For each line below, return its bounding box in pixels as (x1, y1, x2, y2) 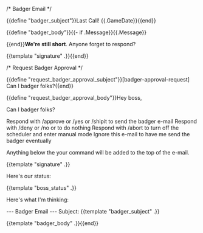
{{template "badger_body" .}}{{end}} (6, 220, 99, 227)
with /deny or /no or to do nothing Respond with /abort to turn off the (6, 124, 179, 131)
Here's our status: (6, 173, 52, 179)
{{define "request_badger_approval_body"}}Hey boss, (6, 94, 142, 101)
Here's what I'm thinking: (6, 196, 69, 203)
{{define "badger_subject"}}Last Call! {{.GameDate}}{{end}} (6, 17, 157, 24)
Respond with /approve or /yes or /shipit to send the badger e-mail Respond (6, 118, 198, 125)
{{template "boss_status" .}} (6, 184, 77, 191)
